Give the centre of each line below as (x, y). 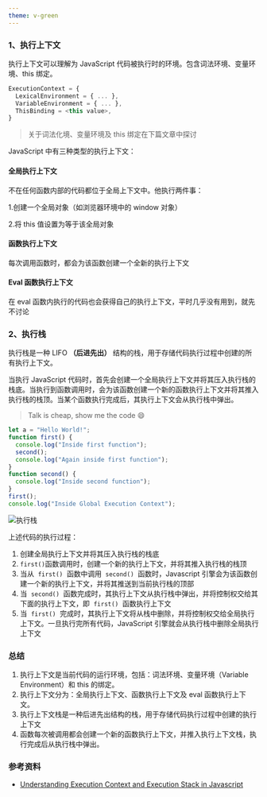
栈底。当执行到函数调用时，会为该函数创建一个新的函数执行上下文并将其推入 (133, 389)
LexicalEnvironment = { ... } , (67, 96)
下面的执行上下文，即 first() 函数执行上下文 (95, 603)
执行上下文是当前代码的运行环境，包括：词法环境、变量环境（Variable (134, 675)
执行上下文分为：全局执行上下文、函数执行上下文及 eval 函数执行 (126, 694)
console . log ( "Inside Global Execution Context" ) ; (92, 504)
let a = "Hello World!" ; (49, 430)
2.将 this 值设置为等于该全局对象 (61, 224)
